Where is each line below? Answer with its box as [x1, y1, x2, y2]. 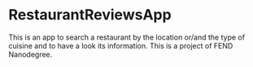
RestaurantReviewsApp [8, 6, 172, 24]
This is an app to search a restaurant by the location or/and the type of [8, 32, 246, 42]
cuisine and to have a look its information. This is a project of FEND [8, 40, 233, 50]
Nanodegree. [8, 49, 53, 59]
